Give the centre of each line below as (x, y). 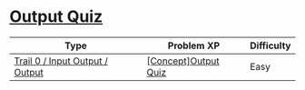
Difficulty (270, 45)
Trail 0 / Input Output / (61, 61)
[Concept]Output (183, 61)
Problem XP (194, 45)
